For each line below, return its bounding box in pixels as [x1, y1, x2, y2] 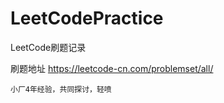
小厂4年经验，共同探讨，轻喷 [10, 84, 112, 94]
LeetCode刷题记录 [10, 41, 87, 53]
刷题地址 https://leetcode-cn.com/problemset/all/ [10, 62, 214, 74]
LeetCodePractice [10, 7, 164, 30]
